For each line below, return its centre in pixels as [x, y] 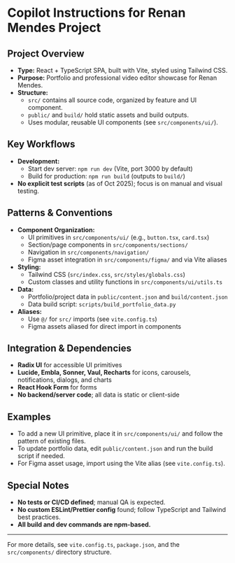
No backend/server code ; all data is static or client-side [98, 395]
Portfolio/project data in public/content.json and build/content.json [128, 297]
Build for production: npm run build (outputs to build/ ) [106, 176]
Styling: [29, 266]
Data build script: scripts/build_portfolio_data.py [102, 304]
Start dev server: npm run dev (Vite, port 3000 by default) [111, 169]
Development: [38, 161]
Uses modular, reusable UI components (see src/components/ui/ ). [123, 122]
